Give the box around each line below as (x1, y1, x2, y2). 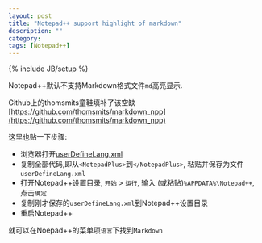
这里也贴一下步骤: (8, 132, 68, 142)
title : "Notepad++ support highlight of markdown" (8, 19, 182, 27)
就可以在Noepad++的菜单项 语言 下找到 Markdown (8, 225, 163, 235)
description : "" (8, 27, 63, 35)
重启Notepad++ (19, 208, 73, 218)
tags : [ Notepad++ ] (8, 42, 70, 50)
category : (8, 34, 42, 43)
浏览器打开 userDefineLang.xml (19, 149, 123, 159)
